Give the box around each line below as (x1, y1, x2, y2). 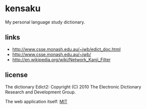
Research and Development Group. (5, 89, 76, 95)
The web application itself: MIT (5, 98, 68, 104)
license (5, 71, 28, 79)
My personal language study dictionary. (5, 19, 85, 25)
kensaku (5, 3, 41, 14)
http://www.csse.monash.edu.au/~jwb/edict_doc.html (12, 46, 121, 52)
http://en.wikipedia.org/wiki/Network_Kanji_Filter (12, 57, 111, 63)
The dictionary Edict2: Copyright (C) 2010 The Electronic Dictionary (5, 84, 142, 89)
